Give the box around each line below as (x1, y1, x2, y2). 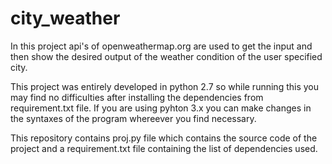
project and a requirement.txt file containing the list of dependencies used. (10, 142, 318, 154)
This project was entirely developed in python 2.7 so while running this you (10, 80, 319, 92)
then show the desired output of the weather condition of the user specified (10, 50, 323, 62)
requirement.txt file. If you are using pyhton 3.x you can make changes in (10, 102, 312, 114)
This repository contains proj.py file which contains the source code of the (10, 132, 318, 144)
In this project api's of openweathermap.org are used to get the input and (10, 40, 313, 52)
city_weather (10, 7, 121, 30)
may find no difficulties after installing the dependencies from (10, 91, 264, 103)
